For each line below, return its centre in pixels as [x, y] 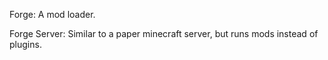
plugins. [25, 44]
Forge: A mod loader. [52, 14]
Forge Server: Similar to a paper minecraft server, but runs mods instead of [164, 33]
